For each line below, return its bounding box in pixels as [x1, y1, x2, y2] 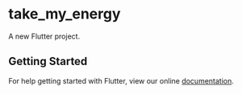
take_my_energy [8, 5, 121, 23]
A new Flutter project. [8, 31, 81, 41]
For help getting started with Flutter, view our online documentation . [8, 76, 234, 85]
